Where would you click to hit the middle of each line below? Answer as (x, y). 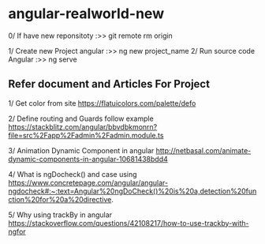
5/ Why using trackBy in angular (60, 215)
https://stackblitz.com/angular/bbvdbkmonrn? (83, 126)
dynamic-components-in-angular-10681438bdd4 (88, 159)
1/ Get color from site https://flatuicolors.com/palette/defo (102, 103)
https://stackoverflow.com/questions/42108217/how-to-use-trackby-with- (129, 223)
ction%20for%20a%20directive (60, 199)
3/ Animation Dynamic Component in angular (81, 150)
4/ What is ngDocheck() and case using (73, 174)
